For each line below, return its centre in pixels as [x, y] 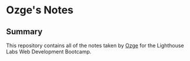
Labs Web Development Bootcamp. [49, 52]
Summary [24, 32]
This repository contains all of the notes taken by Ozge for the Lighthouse [95, 45]
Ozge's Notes [40, 10]
